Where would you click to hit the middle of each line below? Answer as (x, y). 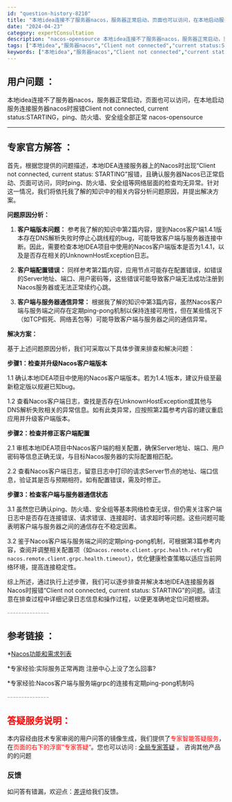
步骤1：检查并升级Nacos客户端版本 (57, 363)
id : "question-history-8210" (49, 13)
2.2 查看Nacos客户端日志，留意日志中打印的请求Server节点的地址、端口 (110, 471)
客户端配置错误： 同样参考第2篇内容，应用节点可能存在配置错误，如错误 (120, 269)
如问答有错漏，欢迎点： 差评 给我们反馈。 (65, 792)
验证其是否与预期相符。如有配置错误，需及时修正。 (91, 479)
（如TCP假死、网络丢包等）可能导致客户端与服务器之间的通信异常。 (114, 319)
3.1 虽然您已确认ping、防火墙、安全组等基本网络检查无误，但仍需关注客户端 (115, 509)
